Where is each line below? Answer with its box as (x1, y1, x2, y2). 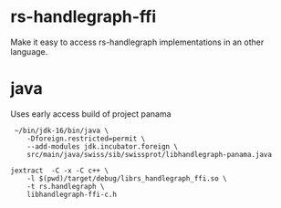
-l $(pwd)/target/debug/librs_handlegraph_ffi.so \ (26, 173, 227, 183)
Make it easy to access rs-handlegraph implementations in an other (10, 36, 265, 47)
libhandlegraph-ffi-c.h (26, 190, 118, 199)
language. (10, 46, 48, 57)
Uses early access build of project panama (10, 108, 172, 120)
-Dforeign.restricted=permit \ (26, 134, 146, 143)
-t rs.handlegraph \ (26, 182, 105, 191)
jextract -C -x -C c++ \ (10, 166, 109, 175)
